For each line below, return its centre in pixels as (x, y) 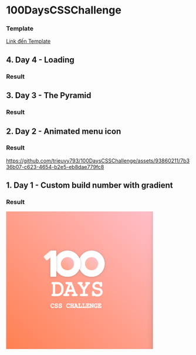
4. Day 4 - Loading (40, 60)
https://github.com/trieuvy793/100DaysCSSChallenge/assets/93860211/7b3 (98, 160)
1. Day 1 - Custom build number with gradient (89, 185)
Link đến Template (28, 41)
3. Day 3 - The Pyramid (49, 95)
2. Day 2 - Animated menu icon (64, 131)
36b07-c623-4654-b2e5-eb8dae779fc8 (55, 167)
